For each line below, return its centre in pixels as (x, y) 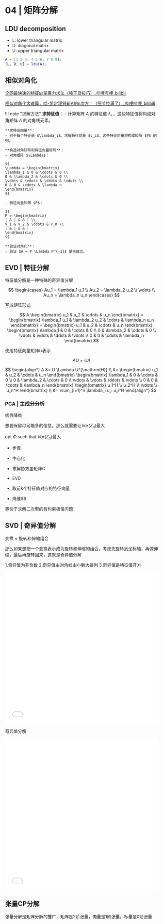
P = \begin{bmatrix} (26, 216)
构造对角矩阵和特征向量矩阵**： (37, 150)
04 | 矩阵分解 (32, 10)
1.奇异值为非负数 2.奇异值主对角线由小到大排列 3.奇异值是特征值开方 (73, 565)
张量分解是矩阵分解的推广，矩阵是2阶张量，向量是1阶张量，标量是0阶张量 (79, 916)
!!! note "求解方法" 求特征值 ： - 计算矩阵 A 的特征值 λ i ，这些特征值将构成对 (80, 114)
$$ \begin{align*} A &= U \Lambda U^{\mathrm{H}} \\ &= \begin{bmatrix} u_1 (81, 370)
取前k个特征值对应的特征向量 (41, 488)
